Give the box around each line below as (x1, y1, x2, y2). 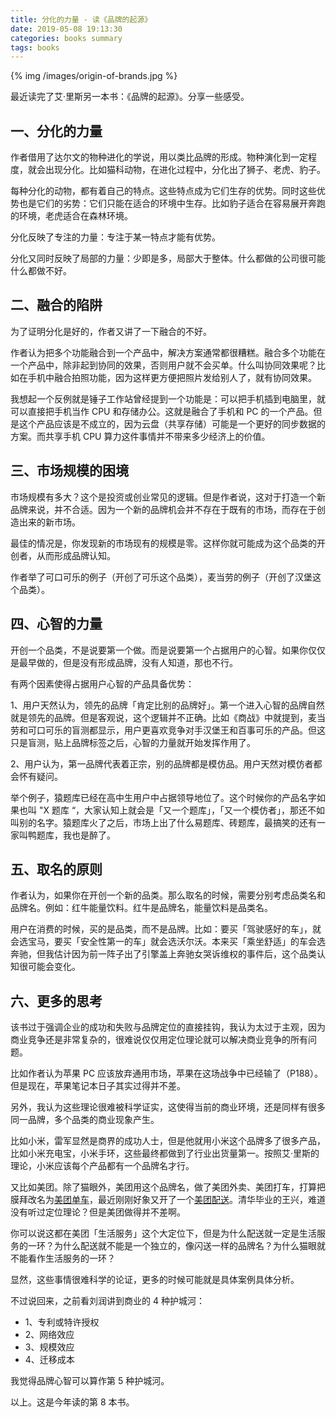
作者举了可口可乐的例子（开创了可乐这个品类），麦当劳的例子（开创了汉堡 (10, 571, 313, 583)
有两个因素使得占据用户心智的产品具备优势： (10, 677, 195, 690)
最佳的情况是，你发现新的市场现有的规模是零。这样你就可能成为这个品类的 (10, 537, 317, 549)
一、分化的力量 (10, 122, 103, 140)
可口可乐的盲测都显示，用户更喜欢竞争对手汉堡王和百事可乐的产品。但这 (27, 724, 326, 736)
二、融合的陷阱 (10, 297, 103, 314)
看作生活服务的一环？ (27, 1252, 116, 1265)
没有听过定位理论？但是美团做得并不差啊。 (10, 1206, 186, 1218)
